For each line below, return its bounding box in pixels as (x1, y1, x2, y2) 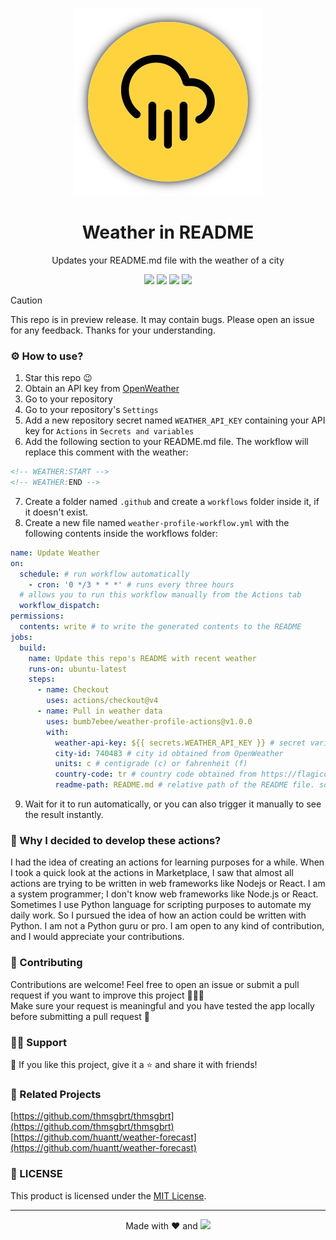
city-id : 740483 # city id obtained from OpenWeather (54, 748, 284, 758)
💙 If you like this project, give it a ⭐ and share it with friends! (10, 1059, 258, 1070)
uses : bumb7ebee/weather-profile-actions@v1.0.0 (46, 716, 253, 727)
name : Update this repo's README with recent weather (28, 653, 257, 663)
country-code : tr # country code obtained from (54, 769, 257, 780)
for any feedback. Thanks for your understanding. (10, 324, 216, 336)
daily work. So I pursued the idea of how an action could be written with (10, 909, 307, 922)
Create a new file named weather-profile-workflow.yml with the (24, 516, 290, 528)
